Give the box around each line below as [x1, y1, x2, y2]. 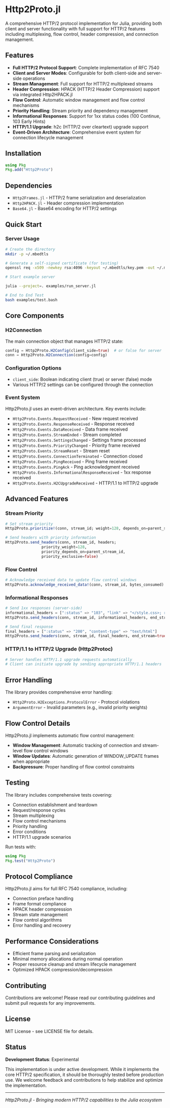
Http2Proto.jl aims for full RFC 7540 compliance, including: [5, 886, 128, 892]
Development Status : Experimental [5, 1056, 79, 1062]
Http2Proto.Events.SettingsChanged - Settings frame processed [12, 437, 146, 443]
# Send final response [5, 624, 53, 629]
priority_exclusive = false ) [41, 554, 99, 559]
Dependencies [5, 181, 52, 190]
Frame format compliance [12, 901, 67, 907]
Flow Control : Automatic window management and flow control [12, 97, 145, 103]
